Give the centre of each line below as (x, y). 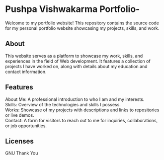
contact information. (26, 72)
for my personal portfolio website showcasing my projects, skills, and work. (82, 28)
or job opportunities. (26, 126)
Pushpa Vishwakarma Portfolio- (73, 9)
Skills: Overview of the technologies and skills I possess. (63, 104)
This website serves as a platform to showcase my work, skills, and (74, 56)
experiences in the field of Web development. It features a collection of (78, 61)
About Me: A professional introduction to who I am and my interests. (75, 99)
